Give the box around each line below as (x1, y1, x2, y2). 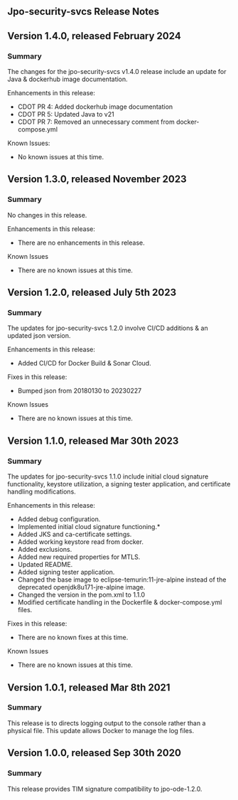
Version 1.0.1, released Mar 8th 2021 (7, 681, 171, 693)
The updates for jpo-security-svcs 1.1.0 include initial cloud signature (7, 472, 209, 481)
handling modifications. (7, 487, 76, 496)
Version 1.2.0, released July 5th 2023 (7, 287, 176, 299)
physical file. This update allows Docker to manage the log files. (7, 726, 194, 735)
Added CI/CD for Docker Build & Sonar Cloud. (17, 359, 151, 368)
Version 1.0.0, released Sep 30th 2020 (7, 747, 181, 759)
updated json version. (7, 331, 71, 340)
